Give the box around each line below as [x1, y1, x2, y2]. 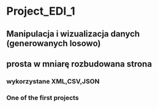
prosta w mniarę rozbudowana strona [6, 59, 152, 69]
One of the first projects [6, 93, 79, 102]
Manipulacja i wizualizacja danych [6, 29, 140, 39]
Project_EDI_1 [6, 4, 75, 18]
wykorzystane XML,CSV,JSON [6, 77, 100, 85]
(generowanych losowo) [6, 38, 101, 48]
